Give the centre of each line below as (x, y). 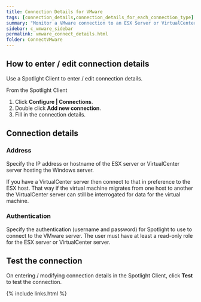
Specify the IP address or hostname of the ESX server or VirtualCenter (93, 163)
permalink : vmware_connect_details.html (57, 34)
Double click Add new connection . (58, 108)
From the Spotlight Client (37, 90)
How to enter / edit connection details (78, 64)
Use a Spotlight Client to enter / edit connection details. (74, 78)
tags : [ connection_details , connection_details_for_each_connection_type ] (100, 17)
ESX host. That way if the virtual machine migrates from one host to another (100, 188)
